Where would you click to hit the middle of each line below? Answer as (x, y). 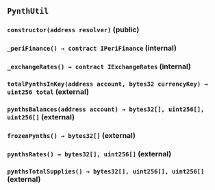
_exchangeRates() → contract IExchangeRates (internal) (99, 67)
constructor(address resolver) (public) (73, 29)
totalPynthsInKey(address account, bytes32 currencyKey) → (107, 84)
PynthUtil (28, 11)
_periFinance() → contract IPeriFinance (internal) (92, 48)
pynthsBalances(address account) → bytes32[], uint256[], (106, 109)
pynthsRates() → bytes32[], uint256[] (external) (89, 154)
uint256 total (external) (48, 92)
